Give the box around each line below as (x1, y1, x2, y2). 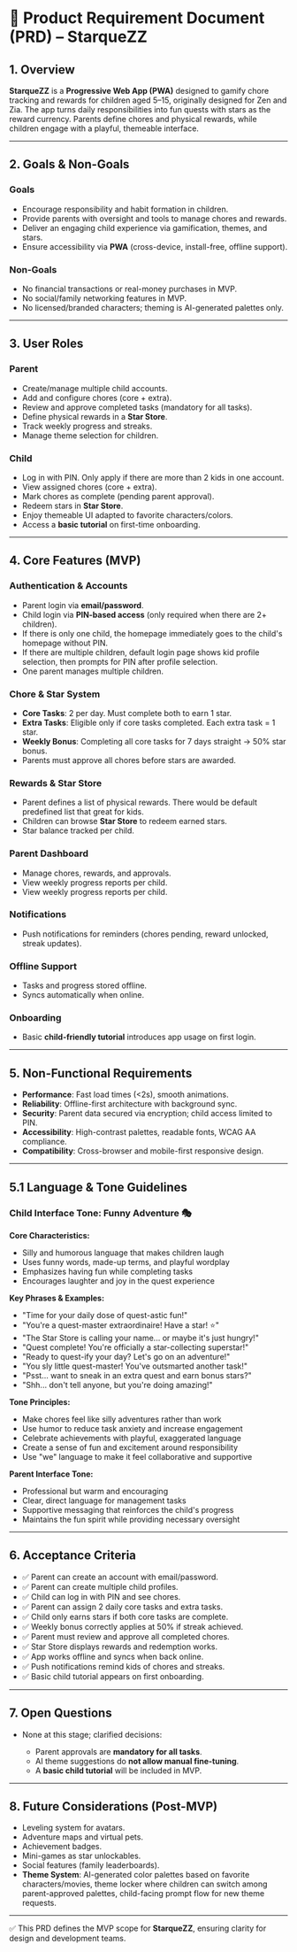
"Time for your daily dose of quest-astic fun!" (21, 1309, 188, 1320)
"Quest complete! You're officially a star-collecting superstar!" (21, 1341, 249, 1353)
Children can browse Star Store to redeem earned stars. (21, 816, 228, 827)
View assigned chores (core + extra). (21, 482, 157, 492)
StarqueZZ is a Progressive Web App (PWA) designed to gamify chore (9, 86, 270, 96)
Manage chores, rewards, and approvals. (21, 868, 171, 878)
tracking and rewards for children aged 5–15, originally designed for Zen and (9, 95, 287, 105)
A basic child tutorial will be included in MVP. (34, 1765, 202, 1776)
